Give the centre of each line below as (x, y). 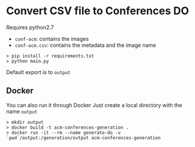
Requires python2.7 (30, 27)
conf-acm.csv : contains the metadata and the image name (85, 45)
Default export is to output (38, 72)
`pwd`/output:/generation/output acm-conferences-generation (84, 138)
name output (22, 111)
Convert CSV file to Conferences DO (97, 11)
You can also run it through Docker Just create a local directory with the (94, 105)
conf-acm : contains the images (52, 39)
